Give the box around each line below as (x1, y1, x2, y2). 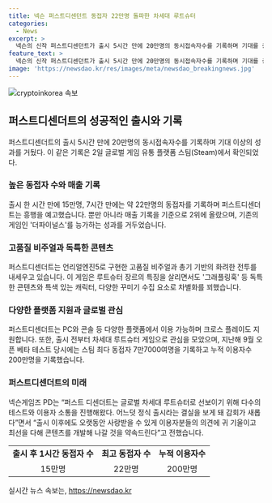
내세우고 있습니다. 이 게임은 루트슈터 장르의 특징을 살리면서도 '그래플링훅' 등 (8, 273, 249, 282)
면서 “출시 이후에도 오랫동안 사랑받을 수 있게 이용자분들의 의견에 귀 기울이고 (18, 417, 257, 427)
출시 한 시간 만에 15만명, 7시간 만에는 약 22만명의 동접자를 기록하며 (8, 200, 220, 209)
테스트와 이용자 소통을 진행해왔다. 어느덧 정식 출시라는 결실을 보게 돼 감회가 (8, 407, 246, 417)
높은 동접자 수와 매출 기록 (8, 179, 101, 191)
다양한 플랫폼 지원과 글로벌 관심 (8, 305, 124, 316)
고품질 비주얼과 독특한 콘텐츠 (8, 242, 114, 253)
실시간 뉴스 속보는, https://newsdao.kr (8, 485, 132, 495)
